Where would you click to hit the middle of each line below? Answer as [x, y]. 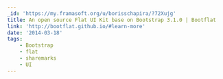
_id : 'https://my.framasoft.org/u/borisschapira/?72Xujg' [92, 13]
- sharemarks [38, 58]
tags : [15, 39]
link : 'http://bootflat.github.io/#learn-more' [77, 26]
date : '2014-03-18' [35, 33]
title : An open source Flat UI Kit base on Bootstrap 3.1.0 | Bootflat [111, 20]
